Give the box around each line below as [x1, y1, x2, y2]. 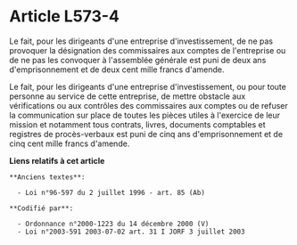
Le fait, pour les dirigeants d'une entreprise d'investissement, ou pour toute [9, 81, 287, 92]
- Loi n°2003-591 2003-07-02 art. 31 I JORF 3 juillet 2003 [17, 227, 245, 236]
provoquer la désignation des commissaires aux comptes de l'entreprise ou [9, 45, 286, 55]
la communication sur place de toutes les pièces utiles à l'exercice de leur [9, 110, 281, 120]
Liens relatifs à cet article [9, 155, 105, 166]
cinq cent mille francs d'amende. [9, 138, 130, 149]
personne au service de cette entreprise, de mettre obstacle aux [9, 91, 246, 102]
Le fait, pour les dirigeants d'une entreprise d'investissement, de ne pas [9, 36, 274, 46]
